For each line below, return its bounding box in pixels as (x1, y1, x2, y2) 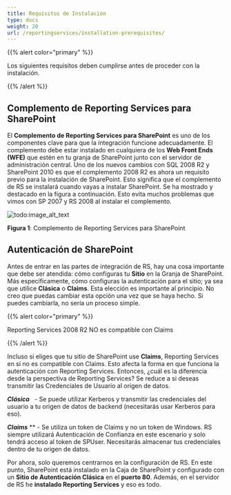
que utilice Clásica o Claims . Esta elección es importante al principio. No (7, 284, 214, 292)
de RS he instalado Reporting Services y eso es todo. (7, 480, 161, 488)
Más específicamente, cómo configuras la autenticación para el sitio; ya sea (7, 276, 223, 285)
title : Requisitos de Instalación (7, 10, 107, 17)
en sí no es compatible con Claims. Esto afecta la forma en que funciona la (7, 359, 219, 367)
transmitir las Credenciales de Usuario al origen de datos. (7, 381, 170, 390)
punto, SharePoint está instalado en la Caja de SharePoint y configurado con (7, 465, 225, 474)
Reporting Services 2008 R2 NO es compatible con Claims (7, 325, 174, 334)
